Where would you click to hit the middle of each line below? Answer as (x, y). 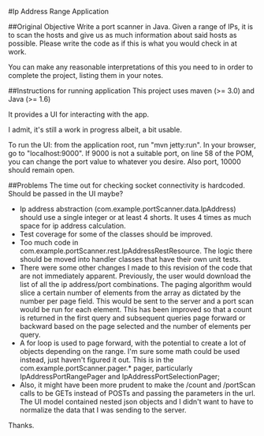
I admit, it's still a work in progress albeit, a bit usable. (95, 130)
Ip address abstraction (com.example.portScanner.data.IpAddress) (128, 209)
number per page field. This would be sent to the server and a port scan (137, 301)
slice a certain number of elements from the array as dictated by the (130, 293)
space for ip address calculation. (73, 225)
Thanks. (21, 425)
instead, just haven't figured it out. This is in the (97, 360)
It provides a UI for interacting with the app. (79, 114)
